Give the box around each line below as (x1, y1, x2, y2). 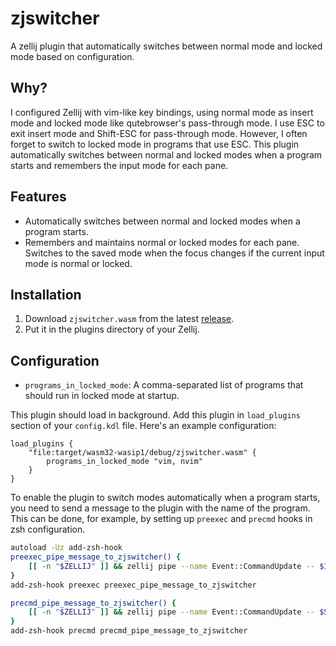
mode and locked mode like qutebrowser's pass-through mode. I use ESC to (10, 117, 325, 129)
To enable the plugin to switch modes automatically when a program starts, (10, 492, 321, 504)
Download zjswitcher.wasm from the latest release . (24, 313, 235, 325)
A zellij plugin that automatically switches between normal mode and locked (10, 40, 323, 52)
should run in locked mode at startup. (24, 390, 180, 402)
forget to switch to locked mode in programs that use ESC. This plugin (10, 138, 300, 150)
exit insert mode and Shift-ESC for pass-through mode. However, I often (10, 127, 308, 139)
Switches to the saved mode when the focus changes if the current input (24, 247, 325, 259)
